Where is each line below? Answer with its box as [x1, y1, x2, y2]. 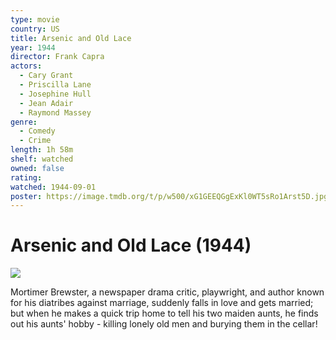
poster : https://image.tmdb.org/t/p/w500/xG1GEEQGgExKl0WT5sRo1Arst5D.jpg [10, 191, 329, 201]
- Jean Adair [19, 98, 74, 108]
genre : [10, 117, 38, 127]
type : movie [10, 14, 60, 25]
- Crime [19, 136, 52, 146]
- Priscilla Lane [19, 80, 92, 90]
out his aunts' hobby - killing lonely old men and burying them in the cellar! [10, 318, 318, 330]
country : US [10, 24, 60, 34]
